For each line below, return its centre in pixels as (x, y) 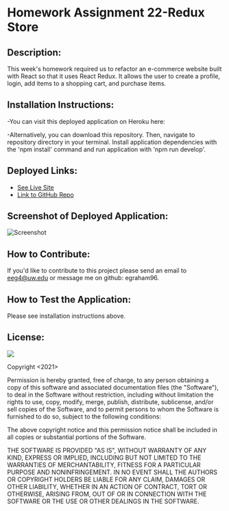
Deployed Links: (42, 171)
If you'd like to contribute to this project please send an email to (97, 271)
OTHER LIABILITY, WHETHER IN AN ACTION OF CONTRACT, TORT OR (107, 486)
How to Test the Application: (69, 299)
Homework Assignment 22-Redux (106, 13)
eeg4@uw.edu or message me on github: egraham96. (83, 278)
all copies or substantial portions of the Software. (76, 437)
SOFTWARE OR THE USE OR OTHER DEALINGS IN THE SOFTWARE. (103, 501)
